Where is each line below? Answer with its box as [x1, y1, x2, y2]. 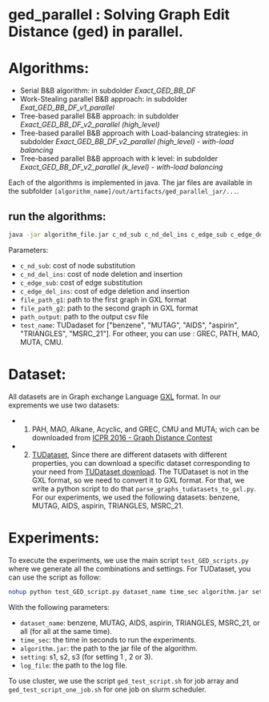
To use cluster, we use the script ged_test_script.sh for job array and [8, 676, 239, 685]
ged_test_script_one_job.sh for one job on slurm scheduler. [8, 684, 207, 694]
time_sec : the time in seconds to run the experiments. [19, 635, 197, 644]
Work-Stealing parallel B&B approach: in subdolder [19, 94, 188, 104]
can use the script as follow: [8, 572, 102, 582]
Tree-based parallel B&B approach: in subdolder [19, 111, 179, 121]
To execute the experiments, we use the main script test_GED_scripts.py [8, 555, 249, 565]
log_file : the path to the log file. [19, 660, 128, 670]
